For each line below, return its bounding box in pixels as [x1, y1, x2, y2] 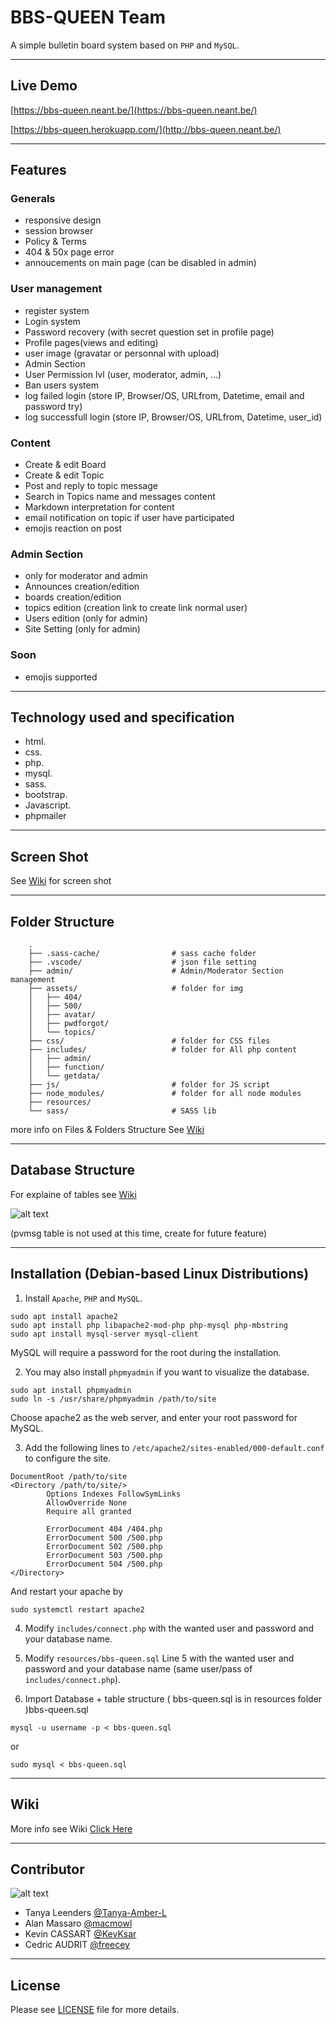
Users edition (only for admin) [24, 612, 148, 625]
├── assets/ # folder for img [28, 984, 244, 994]
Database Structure [10, 1162, 135, 1179]
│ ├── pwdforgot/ [28, 1019, 110, 1029]
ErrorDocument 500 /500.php [46, 1532, 163, 1543]
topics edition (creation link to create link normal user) [24, 602, 248, 614]
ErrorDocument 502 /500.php [46, 1541, 163, 1551]
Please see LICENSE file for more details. [10, 2004, 180, 2016]
